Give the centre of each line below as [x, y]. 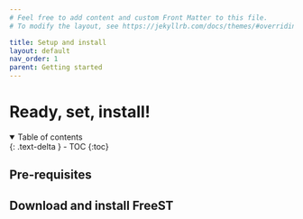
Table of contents [50, 137]
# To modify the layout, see [64, 26]
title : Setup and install [58, 42]
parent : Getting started [56, 68]
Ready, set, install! [80, 112]
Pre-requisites [50, 175]
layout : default [40, 50]
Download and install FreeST [92, 205]
